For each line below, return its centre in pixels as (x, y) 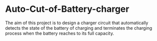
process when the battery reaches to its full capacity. (60, 33)
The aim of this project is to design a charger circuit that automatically (77, 23)
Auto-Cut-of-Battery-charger (67, 9)
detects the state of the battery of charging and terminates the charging (79, 28)
